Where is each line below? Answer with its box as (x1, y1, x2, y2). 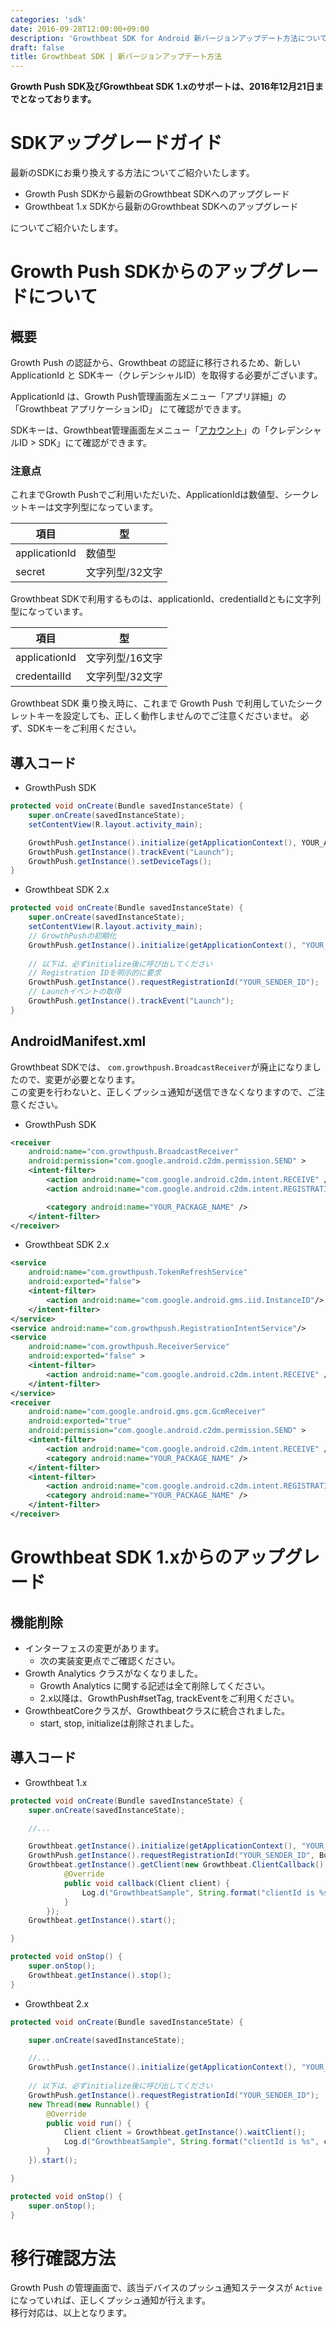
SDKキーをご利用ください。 (27, 722, 142, 735)
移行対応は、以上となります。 (10, 2307, 133, 2319)
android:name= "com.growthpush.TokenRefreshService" (28, 1267, 248, 1278)
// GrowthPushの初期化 (28, 931, 117, 941)
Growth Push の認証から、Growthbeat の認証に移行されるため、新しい (10, 357, 301, 369)
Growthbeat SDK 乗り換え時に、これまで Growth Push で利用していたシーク (10, 697, 323, 710)
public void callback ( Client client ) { (63, 1878, 230, 1888)
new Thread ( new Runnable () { (28, 2099, 150, 2110)
